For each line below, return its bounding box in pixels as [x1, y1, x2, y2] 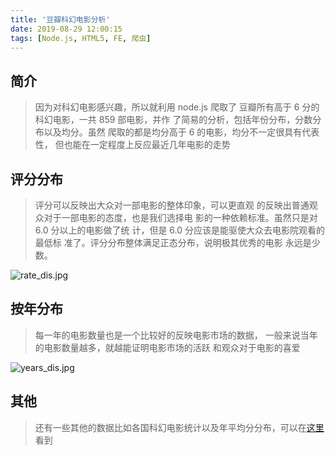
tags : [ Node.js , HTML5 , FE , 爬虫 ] [10, 33, 152, 43]
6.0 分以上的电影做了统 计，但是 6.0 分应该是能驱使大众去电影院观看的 [34, 224, 325, 236]
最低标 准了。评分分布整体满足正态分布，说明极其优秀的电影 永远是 [34, 237, 312, 248]
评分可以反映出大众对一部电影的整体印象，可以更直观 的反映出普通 [34, 199, 310, 211]
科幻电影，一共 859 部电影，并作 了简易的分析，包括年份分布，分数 [34, 114, 313, 126]
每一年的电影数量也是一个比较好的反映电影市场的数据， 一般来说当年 [34, 329, 318, 341]
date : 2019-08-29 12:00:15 [10, 24, 123, 34]
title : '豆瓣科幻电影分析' [10, 14, 111, 25]
